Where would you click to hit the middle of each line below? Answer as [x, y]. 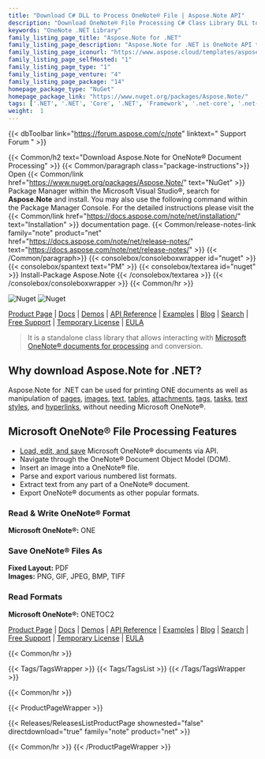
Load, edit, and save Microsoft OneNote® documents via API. [119, 451]
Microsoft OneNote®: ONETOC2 [61, 614]
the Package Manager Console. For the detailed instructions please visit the [131, 208]
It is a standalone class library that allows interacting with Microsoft [137, 338]
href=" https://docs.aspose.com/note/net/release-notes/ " [101, 241]
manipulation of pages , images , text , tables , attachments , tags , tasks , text [128, 398]
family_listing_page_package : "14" [67, 81]
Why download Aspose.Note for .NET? [105, 371]
